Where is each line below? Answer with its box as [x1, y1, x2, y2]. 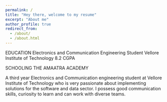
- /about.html [10, 36, 40, 41]
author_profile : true [5, 21, 51, 27]
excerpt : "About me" [5, 17, 49, 22]
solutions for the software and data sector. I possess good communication [5, 85, 161, 91]
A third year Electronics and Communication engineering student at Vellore [5, 75, 162, 81]
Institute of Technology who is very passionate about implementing [5, 80, 147, 86]
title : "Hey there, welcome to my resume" [5, 12, 97, 17]
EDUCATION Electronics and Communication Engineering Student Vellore [5, 49, 159, 56]
